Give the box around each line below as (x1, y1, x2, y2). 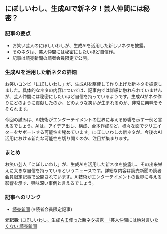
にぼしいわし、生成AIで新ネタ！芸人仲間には (5, 4, 143, 13)
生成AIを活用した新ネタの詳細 (5, 69, 77, 76)
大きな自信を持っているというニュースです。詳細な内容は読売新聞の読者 (13, 168, 162, 174)
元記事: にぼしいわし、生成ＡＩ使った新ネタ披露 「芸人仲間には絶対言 (5, 217, 150, 223)
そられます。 (5, 106, 31, 112)
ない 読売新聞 (9, 223, 37, 229)
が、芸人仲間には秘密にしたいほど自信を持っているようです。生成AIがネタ (5, 93, 158, 99)
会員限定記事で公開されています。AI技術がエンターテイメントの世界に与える (5, 174, 162, 180)
